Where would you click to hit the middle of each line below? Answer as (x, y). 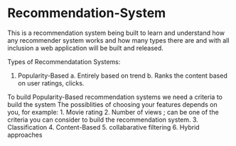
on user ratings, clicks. (51, 83)
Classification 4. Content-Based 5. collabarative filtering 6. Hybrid (104, 127)
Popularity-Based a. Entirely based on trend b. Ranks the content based (122, 75)
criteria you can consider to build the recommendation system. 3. (103, 120)
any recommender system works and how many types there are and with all (118, 40)
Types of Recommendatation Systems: (64, 61)
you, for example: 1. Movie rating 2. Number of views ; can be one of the (113, 112)
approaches (25, 135)
